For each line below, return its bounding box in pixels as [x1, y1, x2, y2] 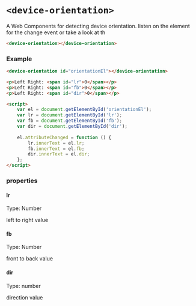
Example [6, 55, 32, 63]
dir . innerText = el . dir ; [28, 151, 90, 157]
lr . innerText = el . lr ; [28, 140, 85, 146]
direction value [6, 293, 43, 301]
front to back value [6, 255, 53, 262]
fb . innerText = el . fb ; [28, 146, 85, 152]
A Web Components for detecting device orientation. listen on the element [6, 22, 191, 29]
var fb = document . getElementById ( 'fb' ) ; [17, 118, 122, 124]
